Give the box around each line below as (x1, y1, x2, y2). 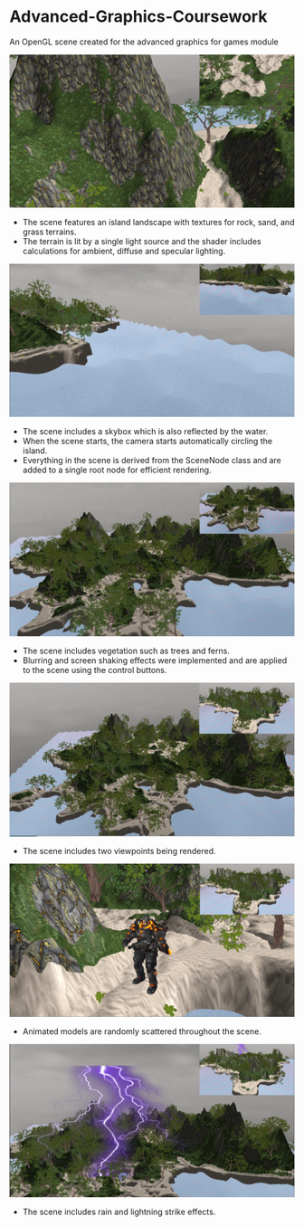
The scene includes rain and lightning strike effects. (22, 1206, 216, 1218)
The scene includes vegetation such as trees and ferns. (22, 645, 231, 656)
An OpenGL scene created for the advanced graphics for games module (9, 36, 279, 47)
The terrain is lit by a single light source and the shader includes (22, 236, 261, 247)
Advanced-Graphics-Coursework (9, 6, 268, 27)
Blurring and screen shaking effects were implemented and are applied (22, 654, 288, 666)
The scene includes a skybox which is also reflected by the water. (22, 426, 269, 437)
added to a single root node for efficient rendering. (22, 464, 212, 476)
